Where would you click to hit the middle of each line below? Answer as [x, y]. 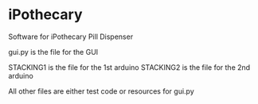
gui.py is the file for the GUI [53, 52]
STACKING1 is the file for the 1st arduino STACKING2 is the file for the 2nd [129, 67]
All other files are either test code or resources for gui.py [102, 91]
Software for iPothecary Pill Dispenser [71, 37]
